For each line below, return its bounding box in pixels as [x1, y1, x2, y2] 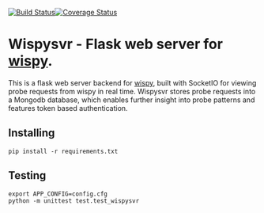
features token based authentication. [8, 103, 128, 112]
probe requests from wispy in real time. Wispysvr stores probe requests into [8, 86, 256, 96]
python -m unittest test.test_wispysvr [8, 196, 140, 205]
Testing [8, 169, 47, 182]
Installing [8, 127, 55, 140]
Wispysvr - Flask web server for [8, 36, 224, 53]
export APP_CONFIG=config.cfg [8, 190, 108, 198]
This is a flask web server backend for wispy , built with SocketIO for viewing [8, 78, 257, 87]
